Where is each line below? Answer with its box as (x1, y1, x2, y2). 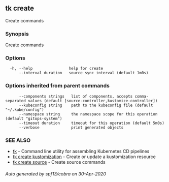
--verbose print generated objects (18, 125, 124, 130)
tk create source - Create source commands (12, 159, 106, 165)
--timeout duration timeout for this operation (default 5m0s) (18, 120, 165, 126)
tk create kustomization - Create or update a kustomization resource (12, 154, 156, 160)
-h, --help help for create (10, 66, 103, 71)
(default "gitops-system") (5, 116, 62, 121)
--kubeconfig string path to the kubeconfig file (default (18, 103, 153, 108)
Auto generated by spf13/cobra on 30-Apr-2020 (5, 170, 107, 177)
